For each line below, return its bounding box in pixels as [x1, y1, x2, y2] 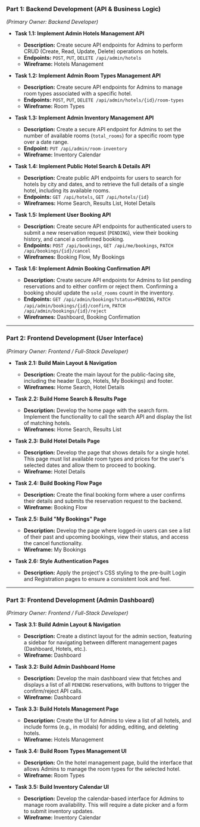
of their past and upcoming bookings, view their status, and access [23, 533, 189, 540]
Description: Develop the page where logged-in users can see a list [23, 527, 191, 534]
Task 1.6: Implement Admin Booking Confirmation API [14, 265, 151, 272]
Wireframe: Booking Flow [23, 503, 87, 511]
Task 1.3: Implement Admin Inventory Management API [14, 114, 154, 121]
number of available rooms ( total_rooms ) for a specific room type [23, 132, 185, 139]
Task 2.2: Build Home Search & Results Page [14, 395, 127, 402]
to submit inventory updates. [23, 807, 94, 814]
